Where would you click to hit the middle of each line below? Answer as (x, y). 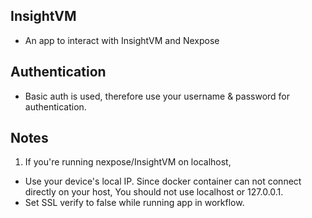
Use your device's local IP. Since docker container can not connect (163, 181)
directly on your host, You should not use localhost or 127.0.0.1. (154, 192)
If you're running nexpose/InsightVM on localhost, (128, 162)
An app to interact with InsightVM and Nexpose (122, 40)
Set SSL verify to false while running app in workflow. (134, 203)
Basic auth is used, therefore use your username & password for (157, 96)
